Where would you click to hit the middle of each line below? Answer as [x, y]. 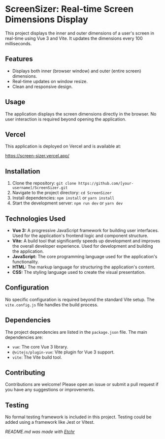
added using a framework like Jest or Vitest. [50, 422]
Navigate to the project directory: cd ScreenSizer [62, 193]
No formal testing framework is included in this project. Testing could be [78, 417]
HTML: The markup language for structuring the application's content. [84, 267]
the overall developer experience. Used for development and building [82, 246]
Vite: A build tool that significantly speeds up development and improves [86, 241]
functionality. [25, 262]
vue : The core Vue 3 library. [40, 347]
